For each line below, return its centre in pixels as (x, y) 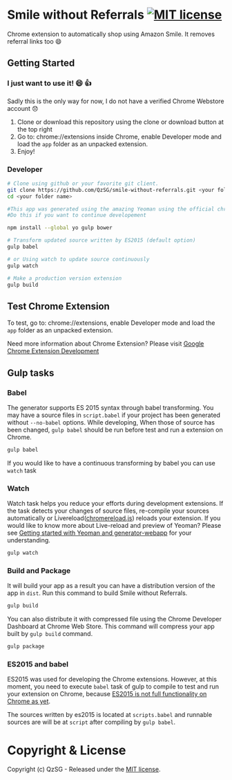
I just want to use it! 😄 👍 (49, 83)
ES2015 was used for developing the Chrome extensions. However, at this (112, 680)
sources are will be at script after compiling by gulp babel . (91, 722)
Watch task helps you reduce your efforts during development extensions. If (115, 504)
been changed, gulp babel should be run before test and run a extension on (115, 429)
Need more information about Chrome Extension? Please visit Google (106, 344)
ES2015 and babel (38, 664)
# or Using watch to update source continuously (78, 259)
